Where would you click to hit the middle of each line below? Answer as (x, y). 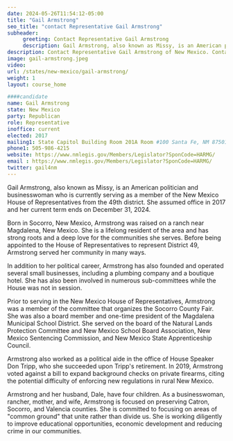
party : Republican (34, 116)
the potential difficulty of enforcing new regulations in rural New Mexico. (111, 381)
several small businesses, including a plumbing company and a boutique (111, 273)
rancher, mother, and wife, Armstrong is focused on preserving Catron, (109, 402)
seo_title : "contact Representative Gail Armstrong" (85, 26)
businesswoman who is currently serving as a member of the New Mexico (113, 195)
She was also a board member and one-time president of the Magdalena (111, 316)
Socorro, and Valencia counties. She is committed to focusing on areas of (112, 408)
